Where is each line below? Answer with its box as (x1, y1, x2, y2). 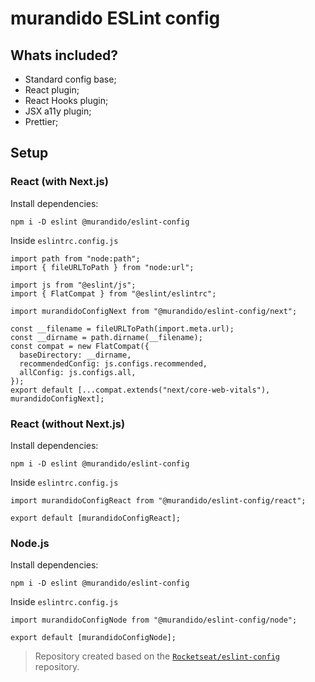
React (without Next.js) (10, 417, 126, 431)
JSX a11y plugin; (24, 105, 92, 117)
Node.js (10, 536, 50, 550)
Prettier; (24, 116, 59, 127)
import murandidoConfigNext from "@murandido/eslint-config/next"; (10, 306, 298, 316)
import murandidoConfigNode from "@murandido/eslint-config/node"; (10, 615, 298, 626)
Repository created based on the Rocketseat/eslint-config (34, 650, 280, 662)
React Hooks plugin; (24, 95, 109, 106)
